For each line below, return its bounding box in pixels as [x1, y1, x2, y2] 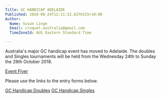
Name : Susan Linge [9, 21, 48, 26]
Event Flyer [5, 68, 28, 74]
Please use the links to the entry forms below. [5, 78, 98, 84]
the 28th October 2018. [5, 59, 52, 64]
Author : [5, 16, 21, 21]
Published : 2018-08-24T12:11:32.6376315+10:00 [5, 12, 103, 17]
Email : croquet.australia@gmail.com [9, 26, 85, 31]
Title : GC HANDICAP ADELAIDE [5, 7, 65, 12]
